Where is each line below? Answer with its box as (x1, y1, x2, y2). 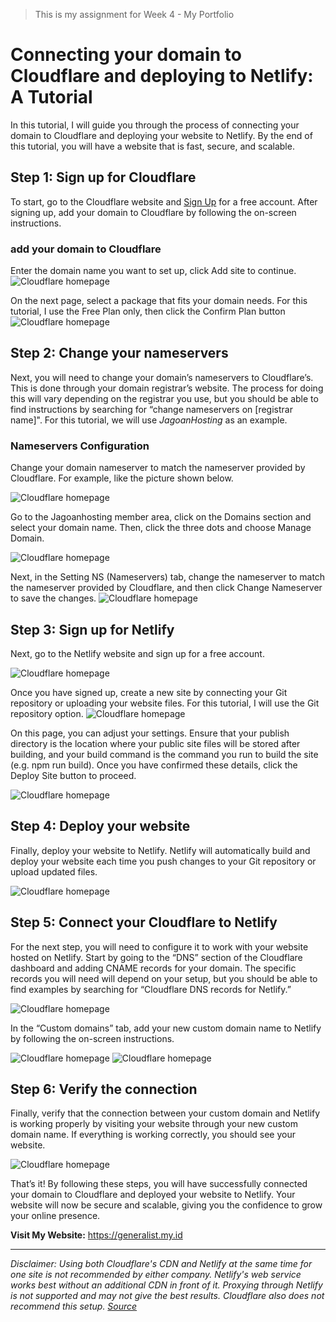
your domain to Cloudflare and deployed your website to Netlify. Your (10, 1189, 296, 1201)
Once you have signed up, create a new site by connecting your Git (10, 686, 288, 698)
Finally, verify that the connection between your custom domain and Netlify (10, 1107, 321, 1119)
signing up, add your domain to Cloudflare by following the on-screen (10, 206, 297, 218)
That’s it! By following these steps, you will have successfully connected (10, 1178, 308, 1190)
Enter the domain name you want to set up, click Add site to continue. (10, 265, 297, 277)
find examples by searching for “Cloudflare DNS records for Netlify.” (10, 983, 292, 995)
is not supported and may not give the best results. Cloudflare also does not (10, 1290, 325, 1302)
